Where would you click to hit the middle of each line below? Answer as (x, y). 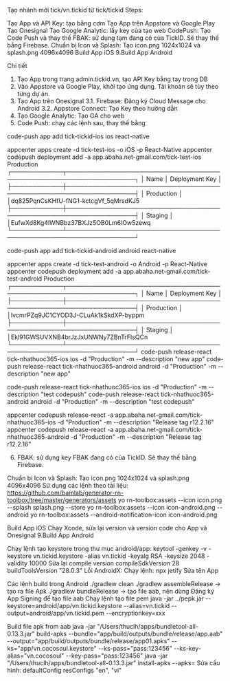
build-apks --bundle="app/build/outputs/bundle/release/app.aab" (130, 634)
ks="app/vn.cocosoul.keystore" (52, 648)
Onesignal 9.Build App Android (50, 535)
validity (18, 563)
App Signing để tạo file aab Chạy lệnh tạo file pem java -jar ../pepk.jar (106, 598)
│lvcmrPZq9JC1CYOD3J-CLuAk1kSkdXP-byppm (76, 315)
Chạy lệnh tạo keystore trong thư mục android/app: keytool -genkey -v (107, 549)
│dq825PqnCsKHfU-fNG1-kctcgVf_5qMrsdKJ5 (73, 201)
